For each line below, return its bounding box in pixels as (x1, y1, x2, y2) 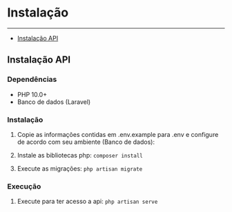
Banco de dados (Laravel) (17, 98, 91, 106)
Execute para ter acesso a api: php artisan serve (17, 198, 158, 206)
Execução (7, 181, 41, 191)
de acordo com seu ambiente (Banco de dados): (17, 138, 155, 146)
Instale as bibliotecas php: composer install (17, 151, 143, 159)
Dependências (7, 74, 57, 84)
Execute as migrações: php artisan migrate (17, 164, 143, 173)
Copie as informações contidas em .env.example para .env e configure (17, 130, 219, 138)
